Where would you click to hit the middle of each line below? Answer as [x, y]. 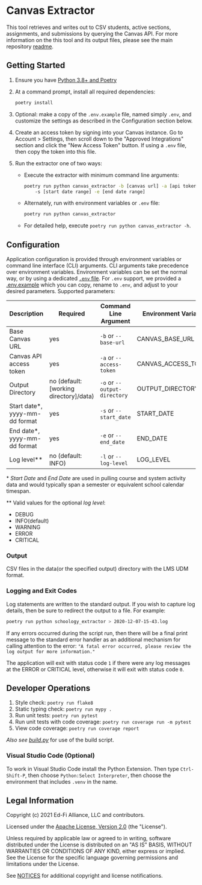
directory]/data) [72, 396]
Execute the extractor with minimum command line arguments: [101, 175]
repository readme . [30, 46]
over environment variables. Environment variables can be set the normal [97, 272]
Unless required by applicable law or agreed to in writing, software [89, 839]
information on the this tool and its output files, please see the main [90, 40]
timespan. [19, 491]
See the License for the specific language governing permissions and [92, 858]
